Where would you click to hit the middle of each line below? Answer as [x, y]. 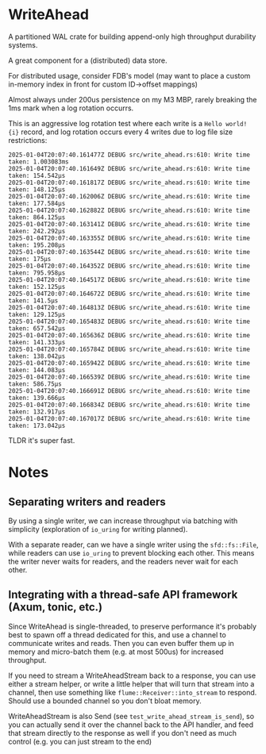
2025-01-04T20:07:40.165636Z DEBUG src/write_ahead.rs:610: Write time [129, 335]
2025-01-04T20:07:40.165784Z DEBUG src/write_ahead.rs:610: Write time [129, 349]
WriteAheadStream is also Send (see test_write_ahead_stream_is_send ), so [131, 716]
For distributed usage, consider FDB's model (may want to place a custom [129, 75]
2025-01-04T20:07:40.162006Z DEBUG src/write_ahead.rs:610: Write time [129, 196]
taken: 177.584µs [37, 203]
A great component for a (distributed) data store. [88, 60]
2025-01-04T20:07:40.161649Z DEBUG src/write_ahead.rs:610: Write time [129, 168]
